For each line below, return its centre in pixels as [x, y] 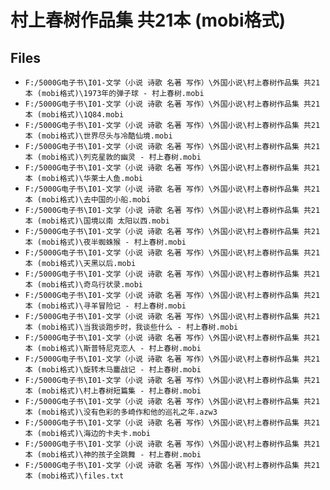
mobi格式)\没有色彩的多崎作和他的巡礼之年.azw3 [129, 412]
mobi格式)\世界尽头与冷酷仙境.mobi [107, 136]
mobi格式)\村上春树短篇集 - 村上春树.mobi [121, 391]
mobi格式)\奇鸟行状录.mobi [92, 285]
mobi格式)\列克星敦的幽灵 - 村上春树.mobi [121, 157]
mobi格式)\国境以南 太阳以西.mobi [105, 221]
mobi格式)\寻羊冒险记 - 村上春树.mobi [114, 306]
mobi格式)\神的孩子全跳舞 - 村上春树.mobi [121, 455]
